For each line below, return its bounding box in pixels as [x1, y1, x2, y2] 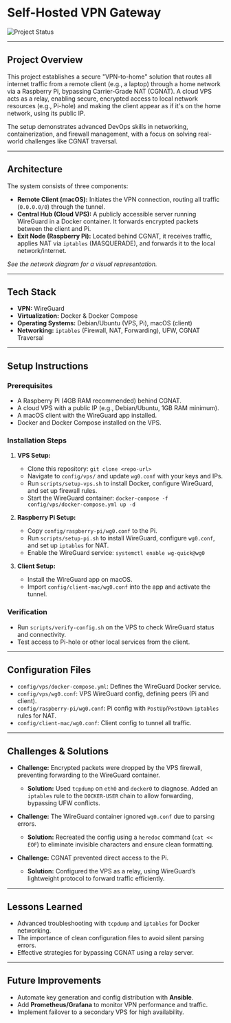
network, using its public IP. [7, 109, 86, 117]
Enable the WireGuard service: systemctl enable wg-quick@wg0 [27, 549, 205, 557]
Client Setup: [16, 562, 56, 570]
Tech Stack [7, 286, 56, 298]
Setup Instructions [7, 360, 89, 372]
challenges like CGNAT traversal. [24, 136, 118, 145]
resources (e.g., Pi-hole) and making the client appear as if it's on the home [7, 101, 221, 110]
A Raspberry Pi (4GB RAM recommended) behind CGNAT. [16, 396, 182, 405]
